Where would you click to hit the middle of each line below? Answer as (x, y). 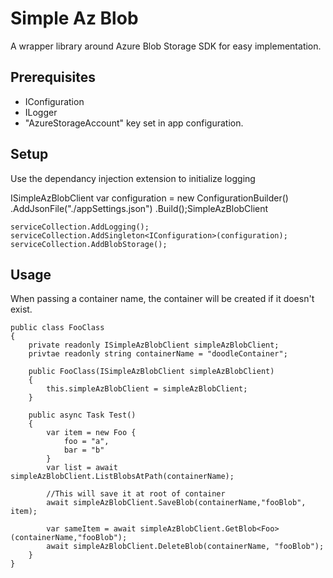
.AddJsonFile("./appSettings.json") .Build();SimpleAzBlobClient (139, 208)
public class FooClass (57, 328)
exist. (21, 309)
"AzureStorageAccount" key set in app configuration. (134, 123)
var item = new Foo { (91, 433)
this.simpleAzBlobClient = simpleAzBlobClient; (147, 389)
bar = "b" (84, 450)
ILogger (41, 112)
